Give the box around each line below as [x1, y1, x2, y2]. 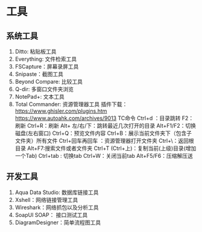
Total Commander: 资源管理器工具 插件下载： [14, 101, 128, 108]
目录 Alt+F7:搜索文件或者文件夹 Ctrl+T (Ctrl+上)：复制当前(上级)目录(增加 [14, 145, 197, 152]
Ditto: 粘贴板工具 [14, 48, 57, 55]
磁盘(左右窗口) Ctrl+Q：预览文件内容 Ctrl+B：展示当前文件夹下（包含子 [14, 130, 192, 137]
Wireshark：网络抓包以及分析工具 [14, 204, 99, 211]
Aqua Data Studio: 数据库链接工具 [14, 189, 99, 196]
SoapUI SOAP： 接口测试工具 [14, 211, 88, 218]
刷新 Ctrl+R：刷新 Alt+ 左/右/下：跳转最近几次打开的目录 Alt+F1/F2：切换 [14, 122, 197, 129]
